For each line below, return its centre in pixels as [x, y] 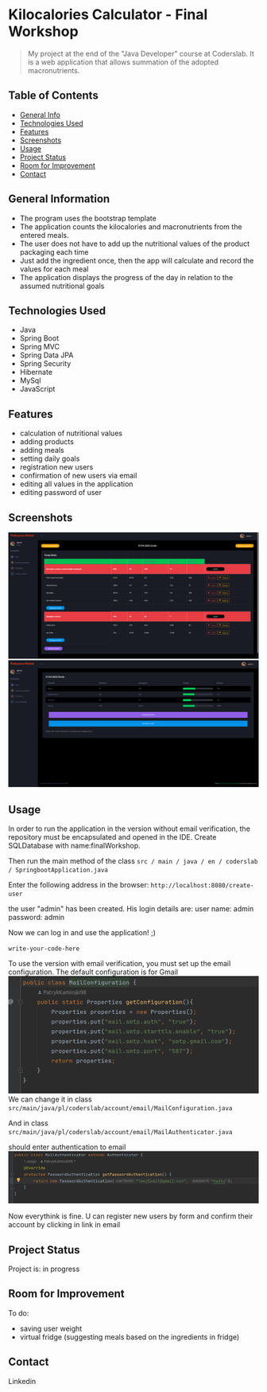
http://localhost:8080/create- [202, 886]
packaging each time [54, 251]
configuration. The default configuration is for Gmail [93, 972]
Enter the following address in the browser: [79, 885]
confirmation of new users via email [78, 476]
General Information [59, 199]
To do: [19, 1313]
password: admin [37, 918]
